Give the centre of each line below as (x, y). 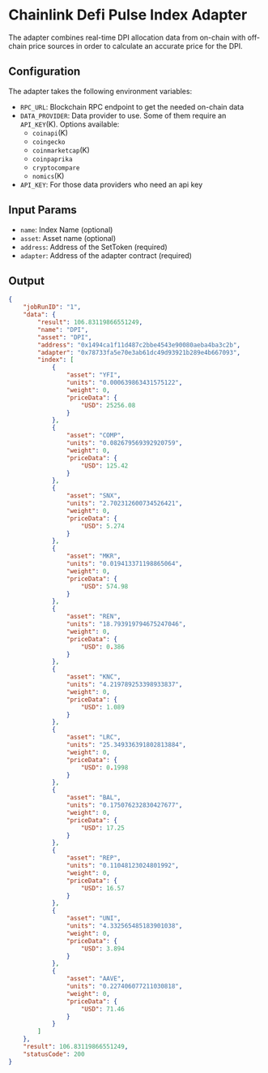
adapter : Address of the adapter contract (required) (106, 255)
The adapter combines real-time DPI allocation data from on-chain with (127, 37)
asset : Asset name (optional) (68, 238)
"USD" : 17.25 (103, 828)
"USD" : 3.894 (103, 948)
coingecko (49, 142)
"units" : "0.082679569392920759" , (124, 443)
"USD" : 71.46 (103, 1009)
